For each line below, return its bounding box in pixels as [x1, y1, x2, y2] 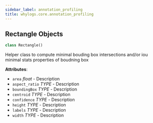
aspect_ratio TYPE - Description [12, 81, 79, 87]
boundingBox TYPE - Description [12, 86, 77, 92]
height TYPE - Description [12, 102, 66, 108]
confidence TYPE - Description [12, 97, 75, 103]
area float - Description [12, 76, 60, 82]
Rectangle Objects [5, 30, 63, 38]
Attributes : [5, 67, 28, 73]
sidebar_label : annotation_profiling [5, 7, 83, 12]
